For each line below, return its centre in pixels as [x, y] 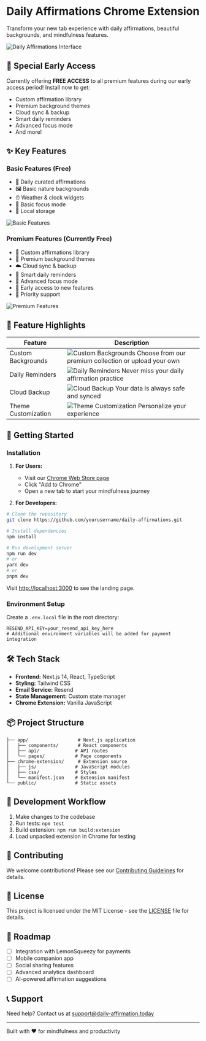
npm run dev [21, 554]
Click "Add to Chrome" [53, 485]
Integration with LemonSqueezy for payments [73, 951]
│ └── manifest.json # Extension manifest [68, 778]
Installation [24, 452]
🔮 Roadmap [29, 936]
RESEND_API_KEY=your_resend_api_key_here [60, 629]
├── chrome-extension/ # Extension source [67, 761]
